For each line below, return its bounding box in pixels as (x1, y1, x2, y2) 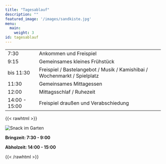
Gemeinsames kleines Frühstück (39, 58, 115, 65)
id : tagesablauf (5, 35, 39, 40)
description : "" (5, 12, 39, 17)
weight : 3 (14, 30, 35, 35)
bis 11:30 (7, 69, 31, 76)
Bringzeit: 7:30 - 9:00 (5, 134, 51, 140)
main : (9, 26, 21, 31)
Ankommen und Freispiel (39, 50, 97, 57)
